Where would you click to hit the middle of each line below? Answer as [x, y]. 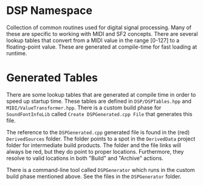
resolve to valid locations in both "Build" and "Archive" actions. [85, 158]
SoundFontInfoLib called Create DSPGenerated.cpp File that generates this [99, 114]
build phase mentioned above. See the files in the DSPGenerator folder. [94, 176]
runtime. [17, 53]
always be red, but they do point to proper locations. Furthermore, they [95, 151]
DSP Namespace [50, 11]
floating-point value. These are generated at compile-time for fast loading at [102, 47]
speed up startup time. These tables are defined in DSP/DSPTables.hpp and [99, 101]
